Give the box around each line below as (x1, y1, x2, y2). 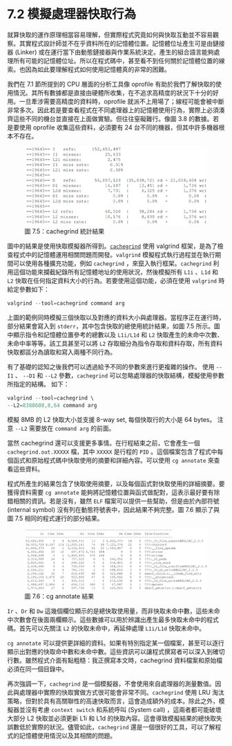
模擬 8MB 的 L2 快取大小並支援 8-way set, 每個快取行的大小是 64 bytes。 (7, 415, 216, 423)
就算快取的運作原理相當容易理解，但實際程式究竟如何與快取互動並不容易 (7, 30, 213, 39)
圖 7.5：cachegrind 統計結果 (24, 227, 105, 236)
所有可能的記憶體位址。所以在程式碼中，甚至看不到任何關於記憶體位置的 (12, 56, 219, 64)
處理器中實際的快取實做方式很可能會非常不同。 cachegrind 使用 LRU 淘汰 (19, 688, 224, 696)
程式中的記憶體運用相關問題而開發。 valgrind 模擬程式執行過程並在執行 (12, 250, 215, 258)
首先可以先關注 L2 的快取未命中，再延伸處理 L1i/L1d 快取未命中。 (19, 624, 206, 632)
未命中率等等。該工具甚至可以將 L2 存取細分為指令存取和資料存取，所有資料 (7, 339, 223, 347)
